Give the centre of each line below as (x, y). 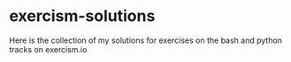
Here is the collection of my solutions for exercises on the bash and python (146, 40)
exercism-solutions (82, 16)
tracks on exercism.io (48, 49)
